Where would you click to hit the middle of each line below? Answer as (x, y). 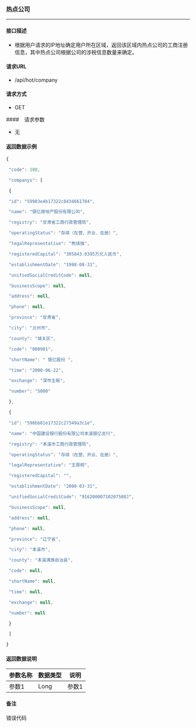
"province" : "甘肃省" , (35, 318)
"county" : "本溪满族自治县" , (41, 560)
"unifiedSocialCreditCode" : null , (50, 275)
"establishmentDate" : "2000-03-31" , (53, 487)
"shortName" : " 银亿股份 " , (41, 360)
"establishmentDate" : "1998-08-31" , (53, 264)
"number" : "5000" (29, 391)
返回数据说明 (21, 659)
